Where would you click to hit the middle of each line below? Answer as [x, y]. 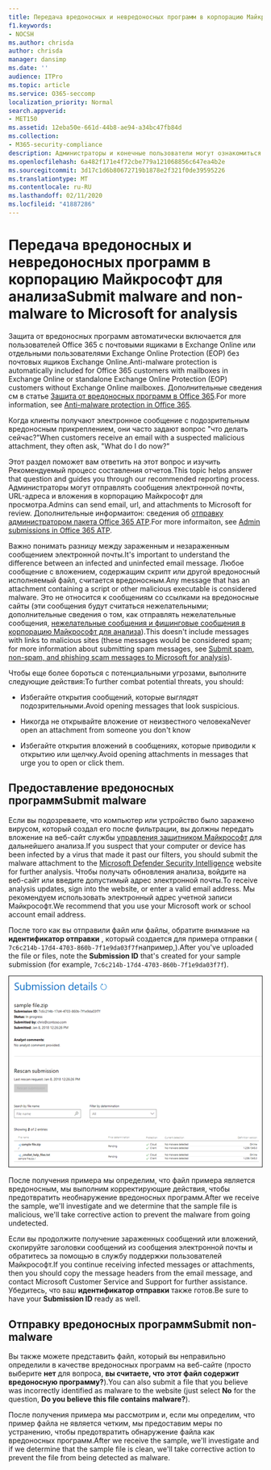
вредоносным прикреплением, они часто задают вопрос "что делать [128, 428]
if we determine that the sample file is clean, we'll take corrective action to [132, 1449]
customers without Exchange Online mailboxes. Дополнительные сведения [135, 387]
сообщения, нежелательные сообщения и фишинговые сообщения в [127, 623]
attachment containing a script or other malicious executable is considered [132, 588]
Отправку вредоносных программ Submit [119, 1324]
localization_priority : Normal [61, 102]
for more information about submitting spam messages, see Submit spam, [131, 649]
